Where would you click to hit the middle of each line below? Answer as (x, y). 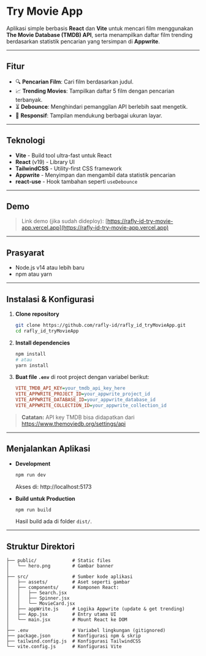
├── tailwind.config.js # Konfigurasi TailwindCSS (74, 641)
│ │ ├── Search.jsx (37, 593)
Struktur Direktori (40, 546)
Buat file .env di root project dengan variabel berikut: (82, 377)
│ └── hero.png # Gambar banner (60, 566)
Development (33, 463)
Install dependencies (43, 343)
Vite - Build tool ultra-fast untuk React (63, 155)
